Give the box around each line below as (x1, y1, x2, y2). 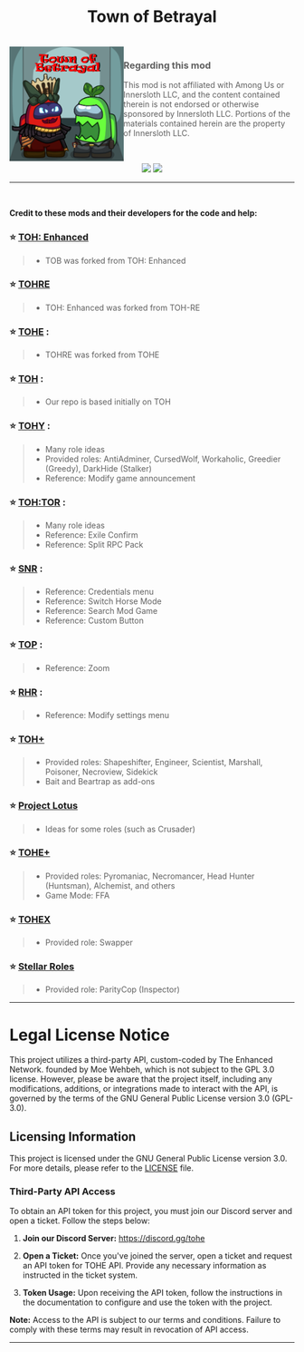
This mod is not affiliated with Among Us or (123, 80, 285, 91)
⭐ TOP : (9, 638, 43, 651)
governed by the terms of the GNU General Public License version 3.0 (9, 1093, 270, 1104)
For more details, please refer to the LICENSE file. (9, 1162, 195, 1173)
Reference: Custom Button (44, 615, 145, 627)
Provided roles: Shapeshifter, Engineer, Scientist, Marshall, (44, 757, 263, 768)
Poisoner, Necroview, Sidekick (44, 766, 158, 777)
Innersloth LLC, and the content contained (123, 89, 280, 101)
